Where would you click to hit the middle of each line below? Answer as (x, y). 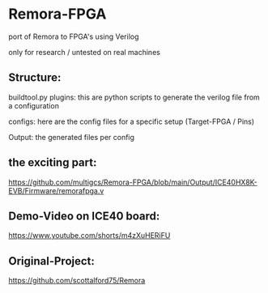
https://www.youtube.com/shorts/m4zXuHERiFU (89, 236)
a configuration (34, 105)
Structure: (35, 78)
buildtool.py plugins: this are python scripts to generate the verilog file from (134, 97)
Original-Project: (52, 261)
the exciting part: (53, 163)
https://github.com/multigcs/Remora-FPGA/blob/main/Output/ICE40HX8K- (133, 182)
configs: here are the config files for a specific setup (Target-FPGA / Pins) (132, 121)
